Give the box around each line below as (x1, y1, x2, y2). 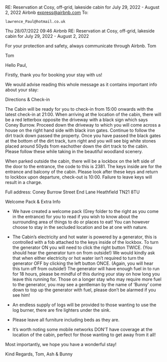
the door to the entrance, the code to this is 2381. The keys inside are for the (5, 164, 162, 169)
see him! (12, 292, 30, 298)
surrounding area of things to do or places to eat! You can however (12, 219, 150, 225)
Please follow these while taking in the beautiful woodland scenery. (5, 149, 143, 154)
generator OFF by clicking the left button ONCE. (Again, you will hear (12, 260, 154, 266)
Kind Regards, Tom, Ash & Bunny (5, 351, 73, 357)
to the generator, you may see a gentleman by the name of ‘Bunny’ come (12, 282, 162, 287)
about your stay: (5, 87, 39, 93)
